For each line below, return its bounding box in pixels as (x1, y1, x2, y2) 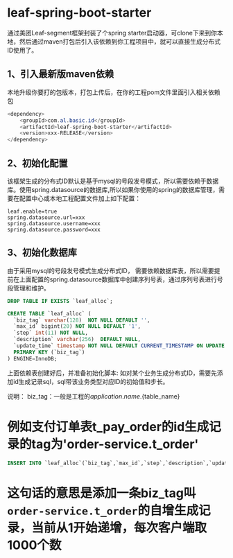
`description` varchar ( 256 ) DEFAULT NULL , (13, 336, 141, 343)
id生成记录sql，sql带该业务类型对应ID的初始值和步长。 (12, 377, 169, 385)
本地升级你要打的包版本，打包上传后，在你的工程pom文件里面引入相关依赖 (7, 88, 221, 96)
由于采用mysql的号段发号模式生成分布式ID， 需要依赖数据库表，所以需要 (7, 266, 215, 274)
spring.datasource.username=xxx (7, 220, 101, 227)
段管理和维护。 (7, 284, 50, 292)
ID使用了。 (7, 46, 38, 54)
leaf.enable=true (7, 208, 58, 215)
